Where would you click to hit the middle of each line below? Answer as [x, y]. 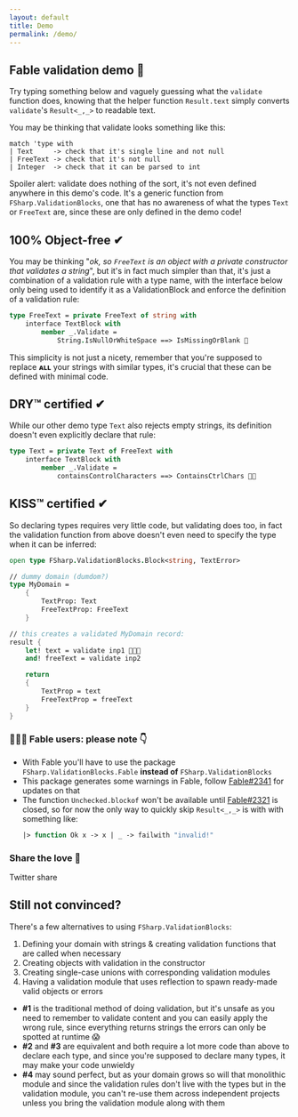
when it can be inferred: [53, 544]
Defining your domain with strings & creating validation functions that [149, 944]
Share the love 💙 [45, 857]
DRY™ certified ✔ [57, 404]
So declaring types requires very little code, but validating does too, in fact [146, 525]
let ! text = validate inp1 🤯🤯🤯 [83, 650]
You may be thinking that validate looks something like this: [117, 128]
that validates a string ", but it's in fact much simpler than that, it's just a [140, 271]
